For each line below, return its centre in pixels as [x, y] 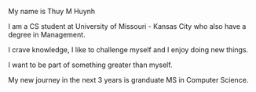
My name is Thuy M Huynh [52, 11]
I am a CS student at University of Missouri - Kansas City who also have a [127, 26]
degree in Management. [47, 35]
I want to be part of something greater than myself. [90, 65]
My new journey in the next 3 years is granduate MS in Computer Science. [128, 80]
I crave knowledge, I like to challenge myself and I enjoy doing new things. [128, 50]
